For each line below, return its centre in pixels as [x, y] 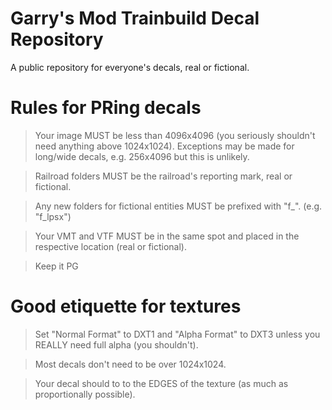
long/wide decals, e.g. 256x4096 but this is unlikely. [142, 156]
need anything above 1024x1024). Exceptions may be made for [164, 146]
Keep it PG [56, 266]
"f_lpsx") [53, 216]
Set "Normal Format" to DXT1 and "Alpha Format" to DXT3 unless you [177, 334]
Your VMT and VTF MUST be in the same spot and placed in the [167, 236]
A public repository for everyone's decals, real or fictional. [130, 67]
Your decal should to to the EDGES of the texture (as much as [161, 383]
